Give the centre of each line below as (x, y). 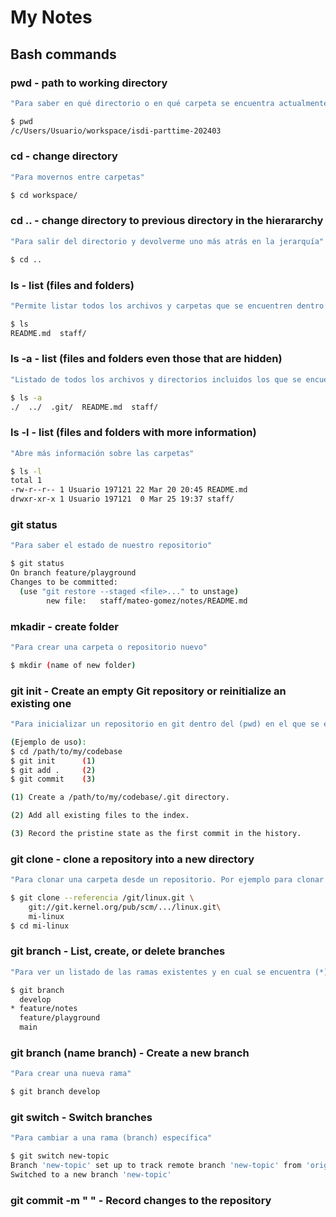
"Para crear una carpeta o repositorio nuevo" (109, 647)
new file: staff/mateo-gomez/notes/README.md (147, 601)
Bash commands (63, 54)
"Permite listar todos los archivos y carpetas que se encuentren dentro (167, 306)
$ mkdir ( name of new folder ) (73, 665)
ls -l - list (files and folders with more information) (133, 433)
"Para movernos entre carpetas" (77, 177)
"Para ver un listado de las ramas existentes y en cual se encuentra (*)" (171, 972)
